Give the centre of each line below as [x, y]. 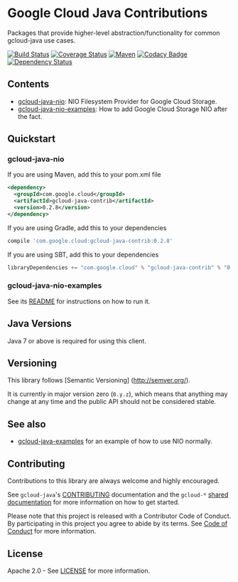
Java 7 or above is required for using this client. [77, 341]
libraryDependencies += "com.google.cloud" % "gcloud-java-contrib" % [114, 267]
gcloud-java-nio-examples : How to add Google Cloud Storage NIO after [123, 109]
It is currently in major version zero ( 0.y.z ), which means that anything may [118, 394]
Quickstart [32, 139]
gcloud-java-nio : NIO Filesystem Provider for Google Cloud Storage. [117, 101]
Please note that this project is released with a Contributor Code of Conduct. [119, 516]
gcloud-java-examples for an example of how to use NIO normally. [115, 441]
